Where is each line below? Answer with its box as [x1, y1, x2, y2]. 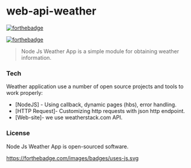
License [6, 129, 30, 137]
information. [21, 54, 51, 61]
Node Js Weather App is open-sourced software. [6, 143, 129, 150]
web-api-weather [6, 4, 97, 18]
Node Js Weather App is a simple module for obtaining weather [21, 47, 180, 55]
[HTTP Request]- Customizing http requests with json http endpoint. [15, 108, 186, 115]
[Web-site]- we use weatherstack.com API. [15, 114, 123, 121]
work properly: [6, 89, 44, 97]
